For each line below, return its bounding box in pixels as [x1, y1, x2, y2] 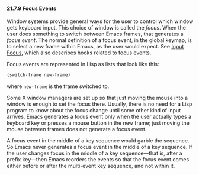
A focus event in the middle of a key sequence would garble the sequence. [7, 137, 190, 144]
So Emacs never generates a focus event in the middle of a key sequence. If [7, 144, 192, 151]
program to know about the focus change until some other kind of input [7, 107, 181, 114]
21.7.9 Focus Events [7, 5, 57, 12]
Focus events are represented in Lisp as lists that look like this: [7, 61, 159, 68]
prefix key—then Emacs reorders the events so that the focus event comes [7, 156, 190, 163]
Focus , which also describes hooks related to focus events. [7, 49, 152, 56]
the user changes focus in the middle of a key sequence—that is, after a [7, 150, 182, 157]
